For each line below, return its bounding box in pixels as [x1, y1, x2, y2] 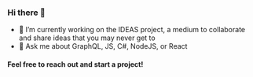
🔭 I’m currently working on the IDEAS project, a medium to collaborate [18, 25, 245, 35]
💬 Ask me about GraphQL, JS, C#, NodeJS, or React [18, 42, 188, 51]
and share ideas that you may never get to [18, 33, 156, 42]
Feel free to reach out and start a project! [7, 59, 144, 69]
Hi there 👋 [7, 7, 46, 18]
